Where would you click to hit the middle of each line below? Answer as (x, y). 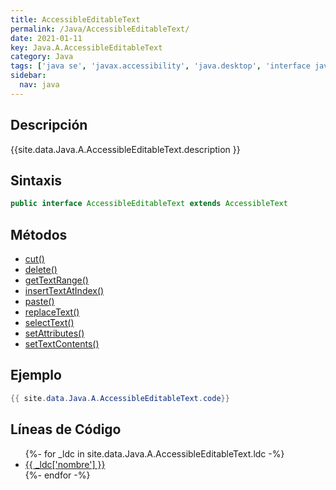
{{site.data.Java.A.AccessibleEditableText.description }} (125, 149)
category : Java (42, 57)
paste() (39, 302)
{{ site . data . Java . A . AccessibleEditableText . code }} (120, 398)
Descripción (49, 125)
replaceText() (52, 312)
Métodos (39, 234)
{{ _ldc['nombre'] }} (65, 464)
